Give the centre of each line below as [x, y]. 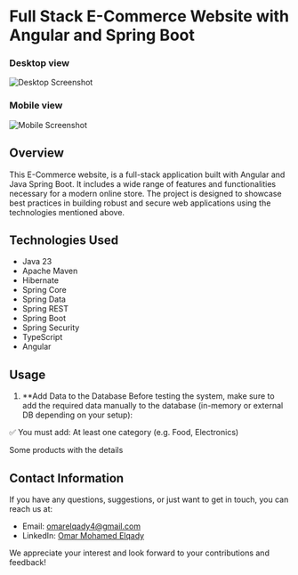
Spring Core [44, 290]
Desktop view [39, 63]
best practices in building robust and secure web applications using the [140, 203]
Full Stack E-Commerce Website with [149, 16]
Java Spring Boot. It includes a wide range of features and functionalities [143, 183]
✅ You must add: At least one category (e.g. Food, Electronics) [124, 433]
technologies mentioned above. [67, 212]
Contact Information [67, 478]
